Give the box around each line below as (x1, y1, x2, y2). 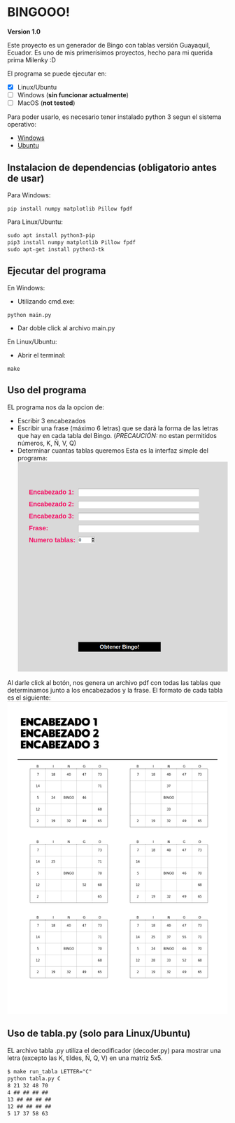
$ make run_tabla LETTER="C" (7, 1068, 92, 1075)
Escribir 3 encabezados (17, 416, 86, 425)
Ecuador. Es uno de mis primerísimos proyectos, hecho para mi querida (7, 48, 213, 57)
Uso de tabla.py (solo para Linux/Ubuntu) (7, 1028, 191, 1040)
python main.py (7, 311, 52, 318)
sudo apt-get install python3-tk (7, 246, 105, 253)
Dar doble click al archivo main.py (17, 323, 115, 332)
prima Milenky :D (7, 55, 56, 64)
